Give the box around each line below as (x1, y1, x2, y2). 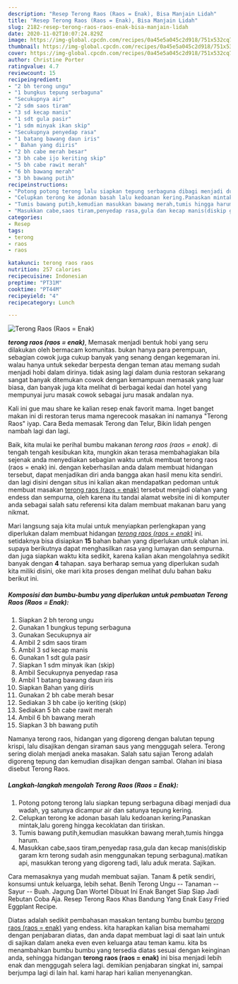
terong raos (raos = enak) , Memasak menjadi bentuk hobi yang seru (8, 338, 208, 347)
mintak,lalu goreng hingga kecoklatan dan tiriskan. (18, 821, 165, 830)
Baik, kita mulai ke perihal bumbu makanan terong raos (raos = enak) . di (8, 441, 218, 449)
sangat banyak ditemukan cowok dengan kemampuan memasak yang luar (8, 376, 224, 384)
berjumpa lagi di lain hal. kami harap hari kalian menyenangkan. (8, 968, 193, 977)
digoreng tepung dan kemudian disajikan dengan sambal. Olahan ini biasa (8, 757, 223, 766)
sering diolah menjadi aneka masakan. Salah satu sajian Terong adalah (8, 749, 214, 758)
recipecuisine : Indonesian (8, 273, 88, 280)
